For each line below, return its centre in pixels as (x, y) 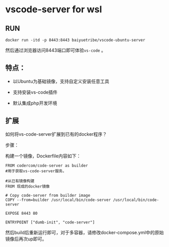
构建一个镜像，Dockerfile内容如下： (43, 156)
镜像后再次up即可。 (26, 239)
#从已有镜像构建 (20, 181)
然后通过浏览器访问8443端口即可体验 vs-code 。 (56, 50)
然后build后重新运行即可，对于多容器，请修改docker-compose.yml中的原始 (84, 232)
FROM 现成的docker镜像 (28, 186)
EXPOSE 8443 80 (22, 213)
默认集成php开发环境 (35, 103)
